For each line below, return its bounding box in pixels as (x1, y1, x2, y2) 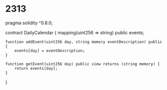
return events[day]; (14, 66, 58, 71)
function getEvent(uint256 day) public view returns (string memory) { (5, 61, 160, 66)
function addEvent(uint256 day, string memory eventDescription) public (5, 39, 162, 44)
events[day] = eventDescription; (14, 48, 85, 53)
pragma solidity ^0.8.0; (5, 20, 53, 26)
